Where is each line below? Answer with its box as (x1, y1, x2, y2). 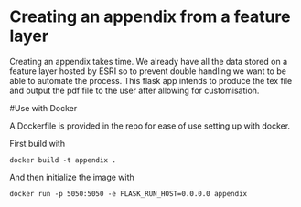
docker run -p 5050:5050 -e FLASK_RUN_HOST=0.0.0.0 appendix (9, 189, 248, 198)
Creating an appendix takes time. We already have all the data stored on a (9, 56, 288, 67)
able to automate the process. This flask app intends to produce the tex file (9, 75, 293, 86)
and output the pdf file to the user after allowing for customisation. (9, 85, 260, 96)
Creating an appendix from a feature (9, 6, 291, 27)
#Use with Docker (9, 102, 78, 113)
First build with (9, 138, 66, 149)
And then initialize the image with (9, 171, 134, 182)
